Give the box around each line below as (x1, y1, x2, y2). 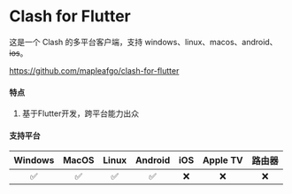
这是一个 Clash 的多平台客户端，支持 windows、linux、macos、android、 (9, 36, 278, 47)
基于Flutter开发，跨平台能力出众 (21, 108, 140, 119)
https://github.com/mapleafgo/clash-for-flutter (9, 65, 180, 76)
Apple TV (202, 154, 243, 167)
